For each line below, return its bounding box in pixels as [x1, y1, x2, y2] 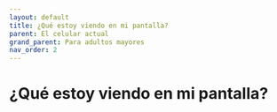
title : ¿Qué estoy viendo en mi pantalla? [9, 21, 169, 30]
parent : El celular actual [9, 29, 109, 38]
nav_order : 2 [9, 46, 58, 55]
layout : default [9, 12, 69, 22]
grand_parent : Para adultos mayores [9, 37, 145, 47]
